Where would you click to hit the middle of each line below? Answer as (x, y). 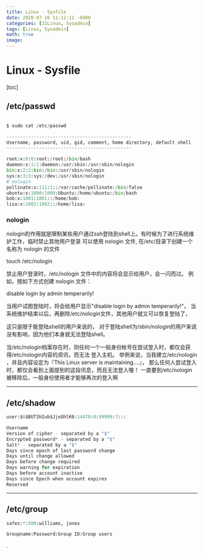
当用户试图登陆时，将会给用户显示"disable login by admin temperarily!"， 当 (101, 306)
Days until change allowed (40, 456)
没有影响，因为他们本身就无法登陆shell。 (57, 334)
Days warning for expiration (43, 468)
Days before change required (43, 462)
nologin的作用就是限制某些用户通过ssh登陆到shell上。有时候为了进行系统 (98, 234)
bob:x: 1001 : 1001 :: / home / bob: (43, 198)
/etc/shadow (31, 403)
